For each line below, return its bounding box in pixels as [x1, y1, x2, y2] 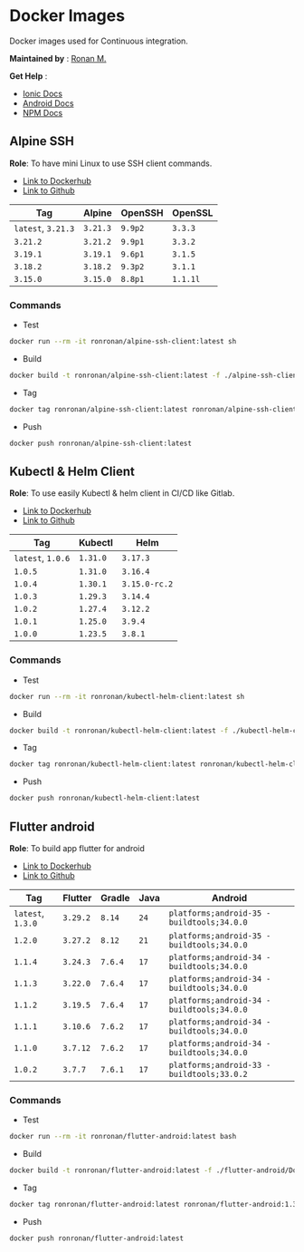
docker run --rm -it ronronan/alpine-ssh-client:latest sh [9, 337, 237, 346]
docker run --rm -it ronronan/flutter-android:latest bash [9, 1132, 237, 1141]
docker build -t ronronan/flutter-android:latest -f [9, 1166, 213, 1175]
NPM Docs [22, 107, 63, 118]
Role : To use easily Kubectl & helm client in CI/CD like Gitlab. [9, 488, 235, 499]
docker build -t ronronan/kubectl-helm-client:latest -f [9, 726, 229, 735]
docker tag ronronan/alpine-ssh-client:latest [9, 404, 188, 413]
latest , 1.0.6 [14, 552, 71, 565]
